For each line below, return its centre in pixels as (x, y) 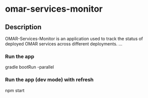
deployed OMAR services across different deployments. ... (64, 44)
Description (23, 27)
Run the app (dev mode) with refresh (49, 80)
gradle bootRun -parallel (30, 67)
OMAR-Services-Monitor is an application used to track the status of (74, 39)
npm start (15, 90)
